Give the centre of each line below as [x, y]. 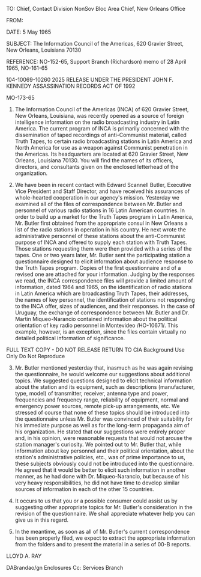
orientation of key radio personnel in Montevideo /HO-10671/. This [96, 325]
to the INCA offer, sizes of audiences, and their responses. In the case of [105, 306]
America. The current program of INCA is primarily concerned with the [102, 128]
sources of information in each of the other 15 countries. [84, 489]
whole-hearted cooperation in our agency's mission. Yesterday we [97, 197]
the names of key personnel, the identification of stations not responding [105, 300]
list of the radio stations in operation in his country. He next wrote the [100, 230]
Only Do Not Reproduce [36, 356]
